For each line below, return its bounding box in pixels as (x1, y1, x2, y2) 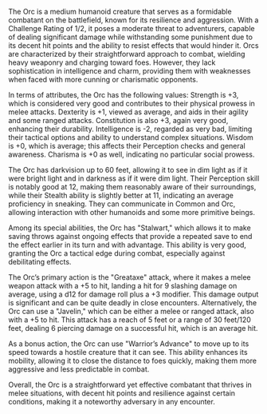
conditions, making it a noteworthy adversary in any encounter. (8, 397, 215, 406)
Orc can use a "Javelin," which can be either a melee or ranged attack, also (8, 307, 255, 316)
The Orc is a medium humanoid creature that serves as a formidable (8, 7, 233, 16)
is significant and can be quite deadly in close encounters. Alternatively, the (8, 298, 257, 307)
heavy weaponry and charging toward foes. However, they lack (8, 58, 216, 67)
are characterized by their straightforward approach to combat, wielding (8, 50, 245, 58)
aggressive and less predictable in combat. (8, 364, 150, 374)
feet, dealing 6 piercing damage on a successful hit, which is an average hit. (8, 324, 258, 332)
